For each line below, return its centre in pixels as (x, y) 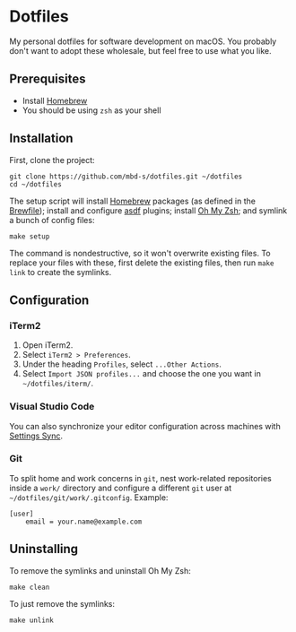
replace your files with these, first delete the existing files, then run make (142, 263)
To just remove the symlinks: (62, 603)
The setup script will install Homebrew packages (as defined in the (132, 201)
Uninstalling (44, 549)
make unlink (31, 620)
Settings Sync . (36, 436)
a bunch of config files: (52, 220)
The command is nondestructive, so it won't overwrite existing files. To (140, 253)
